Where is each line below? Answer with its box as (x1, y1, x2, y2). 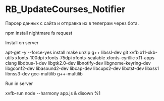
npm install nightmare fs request (5, 30, 73, 36)
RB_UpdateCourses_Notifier (5, 4, 126, 15)
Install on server (5, 39, 39, 46)
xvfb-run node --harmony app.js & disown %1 (5, 90, 101, 96)
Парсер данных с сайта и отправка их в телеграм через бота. (5, 20, 139, 26)
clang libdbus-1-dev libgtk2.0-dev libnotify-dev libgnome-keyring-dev (5, 60, 151, 66)
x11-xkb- (139, 49, 158, 55)
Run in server (5, 80, 33, 86)
